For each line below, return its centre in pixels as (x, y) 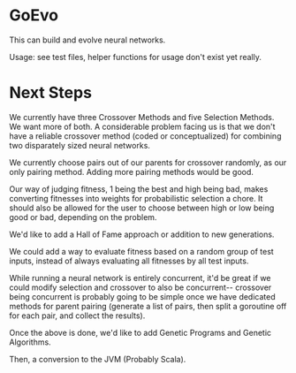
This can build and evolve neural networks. (87, 40)
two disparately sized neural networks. (80, 145)
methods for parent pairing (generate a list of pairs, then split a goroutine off (148, 306)
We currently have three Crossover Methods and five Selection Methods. (142, 117)
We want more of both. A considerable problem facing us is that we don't (142, 126)
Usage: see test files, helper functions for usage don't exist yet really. (136, 57)
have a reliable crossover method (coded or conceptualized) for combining (145, 136)
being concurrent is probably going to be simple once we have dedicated (142, 296)
